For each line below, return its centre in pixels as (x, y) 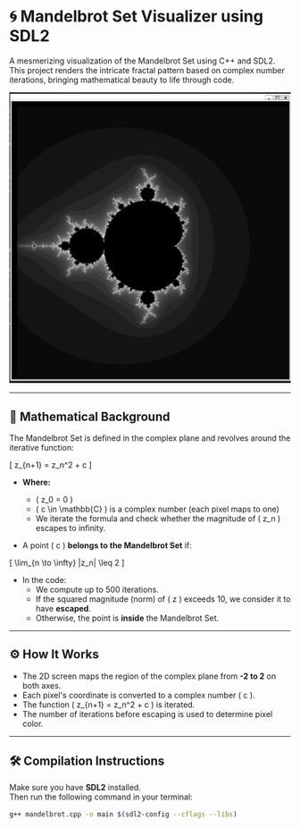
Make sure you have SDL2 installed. (75, 787)
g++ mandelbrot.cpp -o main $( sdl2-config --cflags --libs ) (124, 814)
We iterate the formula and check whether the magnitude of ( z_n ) (158, 519)
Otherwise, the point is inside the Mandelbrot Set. (127, 618)
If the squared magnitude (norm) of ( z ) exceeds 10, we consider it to (163, 599)
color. (33, 723)
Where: (36, 482)
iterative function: (42, 448)
